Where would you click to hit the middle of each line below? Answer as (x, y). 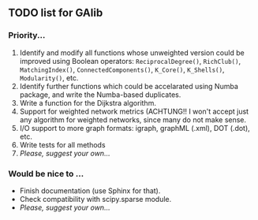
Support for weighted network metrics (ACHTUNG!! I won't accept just (134, 111)
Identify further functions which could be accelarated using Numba (129, 86)
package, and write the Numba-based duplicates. (100, 95)
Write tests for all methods (62, 144)
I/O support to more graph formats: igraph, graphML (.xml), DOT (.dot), (135, 128)
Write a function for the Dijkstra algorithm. (88, 103)
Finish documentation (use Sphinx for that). (90, 190)
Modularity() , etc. (49, 77)
